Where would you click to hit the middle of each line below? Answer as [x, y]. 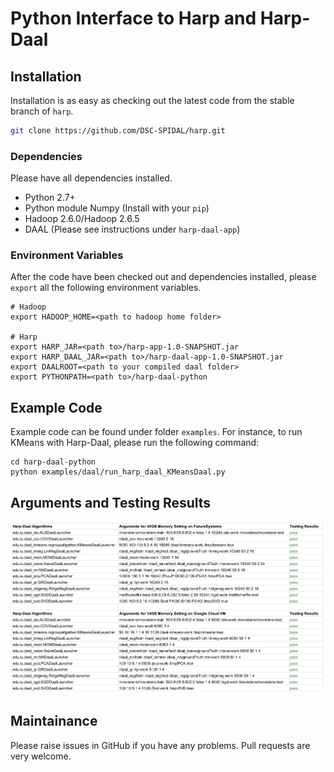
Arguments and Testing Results [111, 502]
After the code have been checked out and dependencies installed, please [163, 277]
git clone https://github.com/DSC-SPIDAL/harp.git [118, 131]
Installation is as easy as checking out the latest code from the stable [152, 100]
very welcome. [41, 756]
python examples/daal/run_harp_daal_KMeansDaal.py [118, 472]
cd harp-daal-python [53, 462]
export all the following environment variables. [106, 288]
